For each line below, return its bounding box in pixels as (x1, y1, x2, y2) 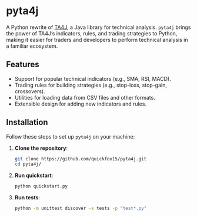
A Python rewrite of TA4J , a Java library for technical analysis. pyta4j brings (6, 24, 191, 31)
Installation (6, 117, 48, 127)
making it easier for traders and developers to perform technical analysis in (6, 36, 188, 43)
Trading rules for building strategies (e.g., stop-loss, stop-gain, (14, 81, 168, 88)
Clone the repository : (14, 144, 68, 152)
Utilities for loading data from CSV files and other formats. (14, 94, 156, 101)
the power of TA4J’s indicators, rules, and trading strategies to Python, (6, 29, 178, 37)
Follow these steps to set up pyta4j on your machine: (6, 133, 135, 140)
